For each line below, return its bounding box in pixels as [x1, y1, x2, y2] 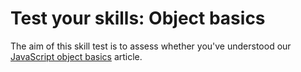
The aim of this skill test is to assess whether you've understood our [10, 40, 292, 52]
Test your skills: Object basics [10, 7, 266, 30]
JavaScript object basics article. [10, 50, 143, 62]
